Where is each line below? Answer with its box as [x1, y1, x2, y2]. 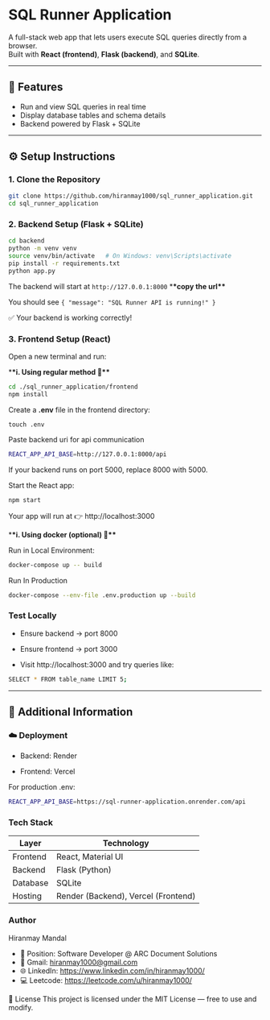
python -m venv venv [8, 244, 78, 253]
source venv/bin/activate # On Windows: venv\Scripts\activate [8, 252, 231, 260]
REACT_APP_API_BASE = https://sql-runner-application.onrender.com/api [8, 798, 247, 806]
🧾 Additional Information [8, 705, 133, 719]
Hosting [12, 890, 43, 902]
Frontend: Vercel [19, 767, 76, 777]
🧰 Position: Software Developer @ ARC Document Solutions [19, 948, 218, 958]
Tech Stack [8, 817, 54, 828]
